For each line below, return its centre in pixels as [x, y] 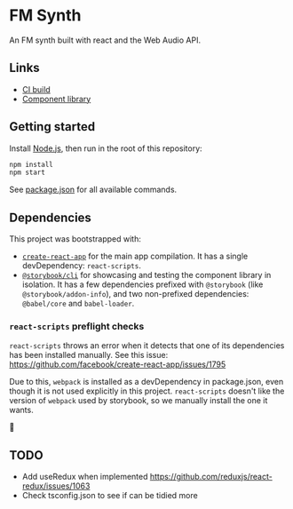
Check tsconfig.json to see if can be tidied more [110, 496]
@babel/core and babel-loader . [78, 304]
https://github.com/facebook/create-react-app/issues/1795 [118, 364]
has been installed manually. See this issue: [89, 355]
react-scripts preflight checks [77, 327]
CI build [36, 89]
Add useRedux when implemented [85, 477]
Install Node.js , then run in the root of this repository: [106, 148]
